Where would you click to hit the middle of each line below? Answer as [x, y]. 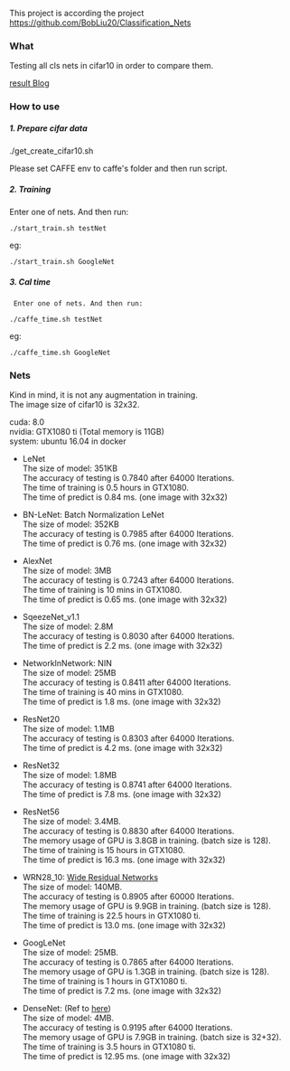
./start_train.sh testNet [58, 229]
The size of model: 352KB [70, 524]
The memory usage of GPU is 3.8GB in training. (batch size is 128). [146, 841]
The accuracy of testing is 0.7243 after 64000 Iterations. [128, 580]
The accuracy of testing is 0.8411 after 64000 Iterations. [127, 682]
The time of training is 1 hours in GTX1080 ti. [105, 982]
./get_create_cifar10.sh [51, 151]
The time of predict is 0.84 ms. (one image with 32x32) [125, 497]
